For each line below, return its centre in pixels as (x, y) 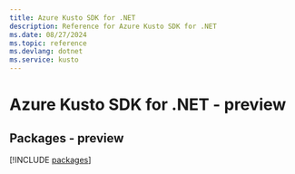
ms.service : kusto (44, 60)
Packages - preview (67, 138)
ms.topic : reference (49, 43)
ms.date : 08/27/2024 (49, 34)
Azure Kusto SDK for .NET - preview (148, 105)
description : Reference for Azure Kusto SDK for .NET (113, 26)
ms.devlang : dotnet (46, 52)
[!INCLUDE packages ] (50, 160)
